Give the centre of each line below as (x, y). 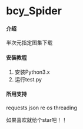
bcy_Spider (34, 11)
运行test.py (28, 79)
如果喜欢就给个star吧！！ (37, 119)
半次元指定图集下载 (29, 43)
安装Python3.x (32, 72)
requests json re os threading (42, 108)
